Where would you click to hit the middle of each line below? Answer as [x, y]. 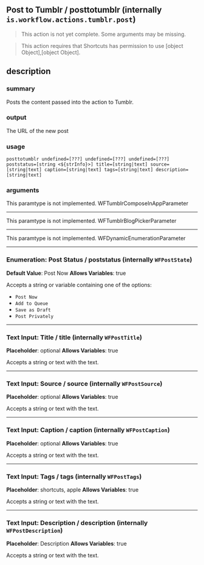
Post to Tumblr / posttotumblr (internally [84, 10]
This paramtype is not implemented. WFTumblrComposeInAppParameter [97, 203]
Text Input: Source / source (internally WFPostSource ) [84, 384]
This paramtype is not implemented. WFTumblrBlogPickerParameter [92, 221]
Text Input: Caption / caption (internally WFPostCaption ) [88, 430]
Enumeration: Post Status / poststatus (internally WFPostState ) [99, 260]
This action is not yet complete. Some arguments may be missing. [104, 34]
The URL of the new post [37, 130]
